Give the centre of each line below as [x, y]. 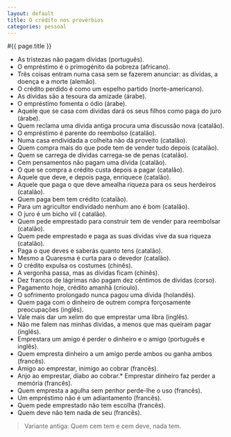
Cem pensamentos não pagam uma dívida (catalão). [92, 163]
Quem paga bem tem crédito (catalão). [72, 199]
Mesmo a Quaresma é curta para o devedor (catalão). [94, 258]
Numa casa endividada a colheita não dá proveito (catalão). [102, 141]
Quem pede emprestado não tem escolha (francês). [91, 405]
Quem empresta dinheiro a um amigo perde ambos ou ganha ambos [115, 354]
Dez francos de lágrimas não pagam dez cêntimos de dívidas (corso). [117, 280]
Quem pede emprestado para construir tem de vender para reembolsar [119, 222]
